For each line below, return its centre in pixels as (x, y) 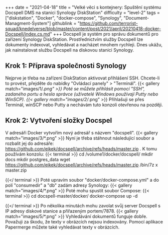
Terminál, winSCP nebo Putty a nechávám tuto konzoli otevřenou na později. (84, 105)
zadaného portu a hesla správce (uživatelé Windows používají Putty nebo (82, 94)
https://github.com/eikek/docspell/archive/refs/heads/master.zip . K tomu (81, 148)
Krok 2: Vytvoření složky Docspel (59, 121)
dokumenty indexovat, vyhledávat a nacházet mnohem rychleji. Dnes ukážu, (84, 45)
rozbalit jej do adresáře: (30, 143)
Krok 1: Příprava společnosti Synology (66, 66)
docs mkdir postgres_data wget (38, 159)
